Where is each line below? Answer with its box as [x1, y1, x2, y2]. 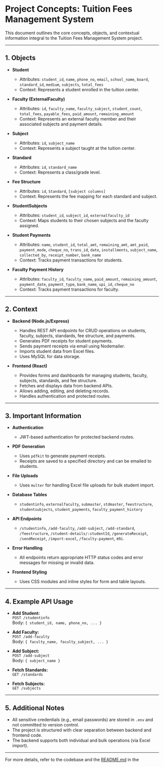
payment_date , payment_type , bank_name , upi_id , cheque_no [19, 281, 135, 287]
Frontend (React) [12, 363, 48, 369]
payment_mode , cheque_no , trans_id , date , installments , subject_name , [19, 246, 158, 252]
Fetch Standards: [12, 667, 48, 673]
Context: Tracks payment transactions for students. [19, 257, 123, 263]
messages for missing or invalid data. [19, 560, 95, 565]
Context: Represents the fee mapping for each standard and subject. [19, 193, 158, 199]
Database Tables [12, 492, 47, 498]
